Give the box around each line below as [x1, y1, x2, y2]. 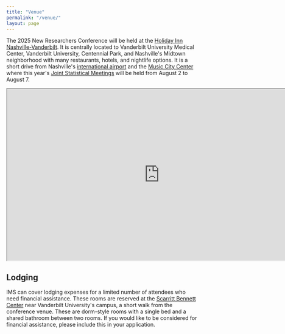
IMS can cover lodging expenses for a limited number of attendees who [6, 288, 186, 296]
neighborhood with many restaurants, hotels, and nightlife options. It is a [6, 56, 188, 64]
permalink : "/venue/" [6, 15, 62, 21]
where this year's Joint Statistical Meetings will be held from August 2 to [6, 70, 188, 77]
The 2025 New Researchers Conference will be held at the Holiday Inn [6, 37, 183, 45]
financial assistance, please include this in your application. [6, 321, 155, 329]
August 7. [6, 76, 30, 83]
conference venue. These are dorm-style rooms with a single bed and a [6, 308, 187, 315]
